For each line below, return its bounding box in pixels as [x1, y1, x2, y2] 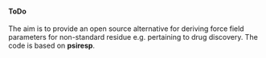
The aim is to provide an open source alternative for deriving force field [8, 24, 244, 33]
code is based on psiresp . [8, 41, 95, 51]
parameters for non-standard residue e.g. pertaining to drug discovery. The [8, 33, 259, 42]
